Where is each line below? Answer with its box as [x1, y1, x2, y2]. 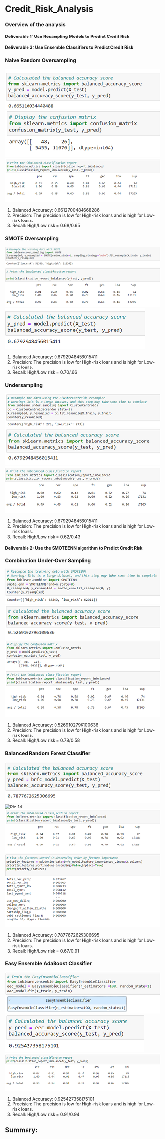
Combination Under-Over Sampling [5, 557, 91, 564]
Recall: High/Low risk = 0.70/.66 [12, 369, 78, 375]
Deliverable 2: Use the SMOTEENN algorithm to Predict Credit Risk [5, 545, 143, 551]
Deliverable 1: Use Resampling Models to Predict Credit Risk [5, 33, 130, 39]
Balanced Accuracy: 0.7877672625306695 [12, 932, 100, 938]
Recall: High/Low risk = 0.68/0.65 [12, 223, 80, 229]
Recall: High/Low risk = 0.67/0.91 [12, 948, 80, 954]
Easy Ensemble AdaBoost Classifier [5, 960, 92, 967]
